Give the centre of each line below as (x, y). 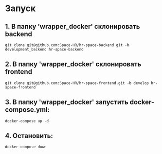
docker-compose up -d (27, 121)
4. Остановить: (29, 136)
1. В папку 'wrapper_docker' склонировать (72, 26)
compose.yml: (27, 110)
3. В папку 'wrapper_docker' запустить (67, 102)
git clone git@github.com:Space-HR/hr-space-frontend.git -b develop (77, 83)
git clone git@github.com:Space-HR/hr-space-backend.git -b (67, 45)
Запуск (20, 9)
